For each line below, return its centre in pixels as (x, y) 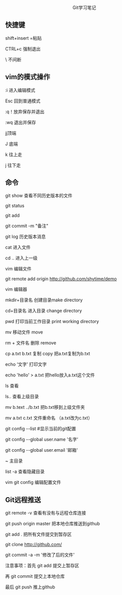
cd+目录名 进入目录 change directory (44, 311)
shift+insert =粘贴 (23, 38)
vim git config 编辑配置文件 (33, 482)
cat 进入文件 (18, 247)
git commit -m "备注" (27, 226)
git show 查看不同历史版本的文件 (39, 196)
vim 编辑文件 (18, 269)
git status (15, 206)
